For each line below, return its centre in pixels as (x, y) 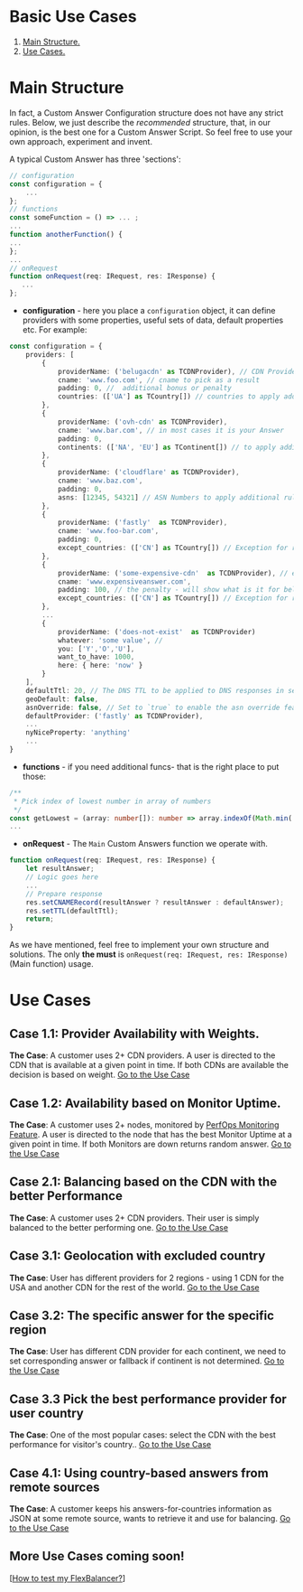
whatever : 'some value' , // (110, 640)
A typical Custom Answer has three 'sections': (96, 159)
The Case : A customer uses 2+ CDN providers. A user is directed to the (142, 1055)
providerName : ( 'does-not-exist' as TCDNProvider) (156, 632)
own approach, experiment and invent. (81, 141)
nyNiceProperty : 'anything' (78, 733)
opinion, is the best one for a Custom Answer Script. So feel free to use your (151, 132)
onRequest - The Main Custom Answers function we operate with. (145, 844)
